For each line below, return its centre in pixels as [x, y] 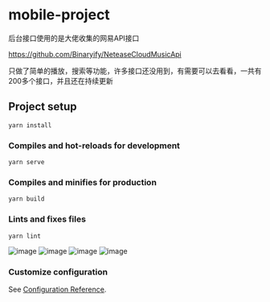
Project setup [43, 107]
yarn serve [27, 163]
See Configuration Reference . [57, 289]
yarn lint [25, 236]
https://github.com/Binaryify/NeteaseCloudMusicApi [95, 54]
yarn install [30, 125]
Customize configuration [58, 271]
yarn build [27, 199]
